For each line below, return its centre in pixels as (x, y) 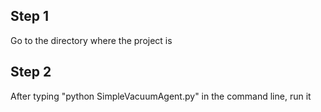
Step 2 (31, 72)
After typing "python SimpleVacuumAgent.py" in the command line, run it (161, 96)
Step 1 (30, 16)
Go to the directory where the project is (91, 40)
